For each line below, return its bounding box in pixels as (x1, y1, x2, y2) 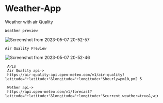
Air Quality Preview (5, 46, 47, 51)
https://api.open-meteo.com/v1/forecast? (7, 89, 92, 94)
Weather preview (5, 28, 38, 33)
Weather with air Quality (5, 19, 53, 25)
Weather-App (5, 3, 62, 14)
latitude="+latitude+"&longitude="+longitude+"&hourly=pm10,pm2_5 (5, 76, 142, 81)
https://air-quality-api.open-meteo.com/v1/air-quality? (7, 72, 125, 77)
